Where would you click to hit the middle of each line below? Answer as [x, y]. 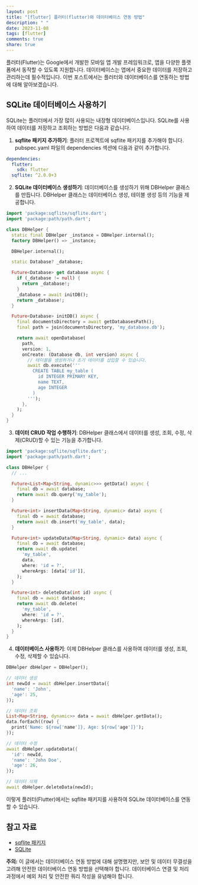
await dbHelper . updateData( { [42, 749]
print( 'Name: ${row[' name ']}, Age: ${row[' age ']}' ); [78, 728]
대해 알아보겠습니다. [35, 84]
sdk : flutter [33, 170]
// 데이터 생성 [22, 678]
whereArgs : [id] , [43, 620]
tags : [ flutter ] [26, 34]
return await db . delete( [47, 604]
